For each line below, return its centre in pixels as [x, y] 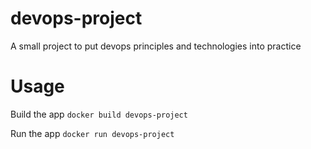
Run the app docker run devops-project [92, 133]
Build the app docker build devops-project [99, 114]
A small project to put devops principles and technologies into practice [156, 46]
